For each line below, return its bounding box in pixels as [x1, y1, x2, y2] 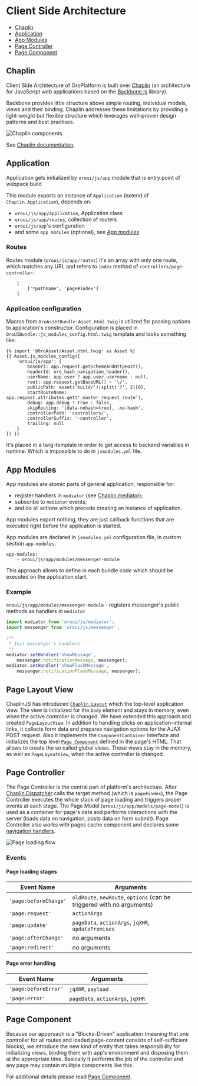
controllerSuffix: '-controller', [27, 416, 112, 422]
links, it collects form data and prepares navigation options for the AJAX [6, 725, 181, 732]
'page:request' [9, 910, 52, 917]
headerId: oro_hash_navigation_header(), [27, 369, 131, 375]
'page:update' [9, 922, 49, 929]
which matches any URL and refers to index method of [6, 262, 138, 270]
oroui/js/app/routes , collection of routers [14, 216, 117, 223]
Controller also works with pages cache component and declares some [6, 821, 179, 828]
